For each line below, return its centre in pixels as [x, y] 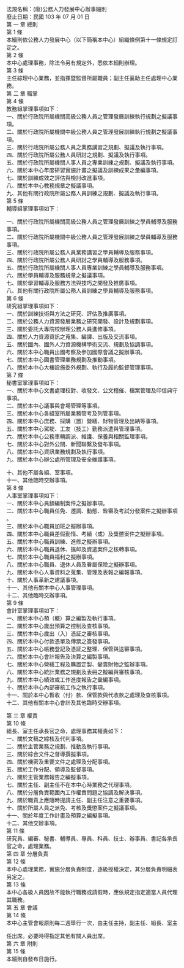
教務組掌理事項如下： [33, 109]
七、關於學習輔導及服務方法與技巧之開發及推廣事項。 [73, 283]
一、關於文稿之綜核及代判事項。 [46, 739]
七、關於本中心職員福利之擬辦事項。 [52, 557]
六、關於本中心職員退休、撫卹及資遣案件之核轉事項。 [73, 549]
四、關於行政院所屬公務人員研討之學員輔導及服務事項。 [76, 260]
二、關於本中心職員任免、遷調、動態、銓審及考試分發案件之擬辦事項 [92, 511]
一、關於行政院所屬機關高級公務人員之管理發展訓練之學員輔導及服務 [92, 222]
